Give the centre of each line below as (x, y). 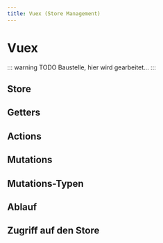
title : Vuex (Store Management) (54, 14)
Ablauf (22, 207)
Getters (24, 113)
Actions (24, 136)
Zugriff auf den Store (53, 231)
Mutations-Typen (46, 184)
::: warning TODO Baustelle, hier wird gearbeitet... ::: (81, 67)
